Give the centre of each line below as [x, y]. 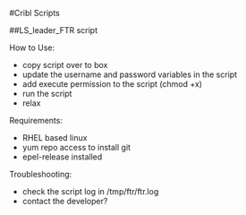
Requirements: [36, 120]
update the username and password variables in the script [130, 74]
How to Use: [32, 47]
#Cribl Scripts [34, 13]
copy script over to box [65, 65]
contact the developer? [65, 201]
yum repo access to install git [76, 147]
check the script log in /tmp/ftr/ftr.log [90, 191]
